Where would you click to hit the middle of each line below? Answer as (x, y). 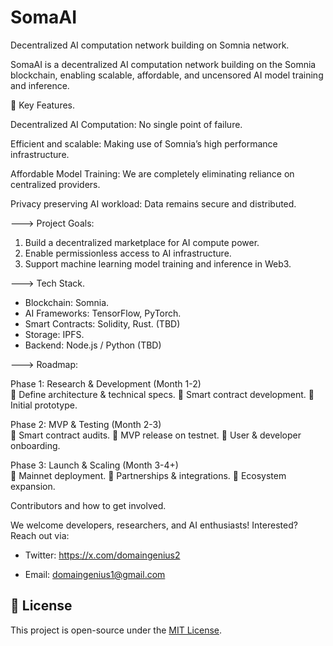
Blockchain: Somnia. (67, 302)
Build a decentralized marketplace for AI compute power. (142, 242)
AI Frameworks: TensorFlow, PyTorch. (103, 313)
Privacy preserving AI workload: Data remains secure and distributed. (153, 203)
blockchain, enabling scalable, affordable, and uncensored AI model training (167, 75)
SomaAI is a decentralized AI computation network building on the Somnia (163, 64)
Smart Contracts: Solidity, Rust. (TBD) (102, 323)
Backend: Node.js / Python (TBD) (93, 345)
